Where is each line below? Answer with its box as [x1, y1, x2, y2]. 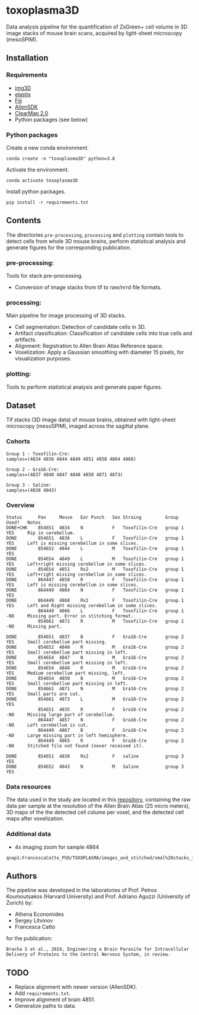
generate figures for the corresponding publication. [6, 244, 131, 251]
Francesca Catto [14, 924, 56, 931]
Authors [6, 871, 37, 881]
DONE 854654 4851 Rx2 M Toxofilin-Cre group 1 [6, 566, 184, 573]
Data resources [6, 782, 52, 791]
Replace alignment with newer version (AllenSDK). [14, 984, 137, 991]
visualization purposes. [14, 355, 72, 362]
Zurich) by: [6, 899, 33, 906]
